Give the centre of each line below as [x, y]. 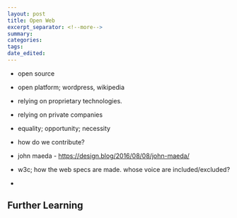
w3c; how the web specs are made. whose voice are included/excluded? [124, 169]
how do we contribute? [51, 142]
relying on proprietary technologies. [70, 101]
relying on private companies [60, 115]
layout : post [27, 14]
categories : [25, 40]
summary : [20, 34]
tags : [15, 47]
